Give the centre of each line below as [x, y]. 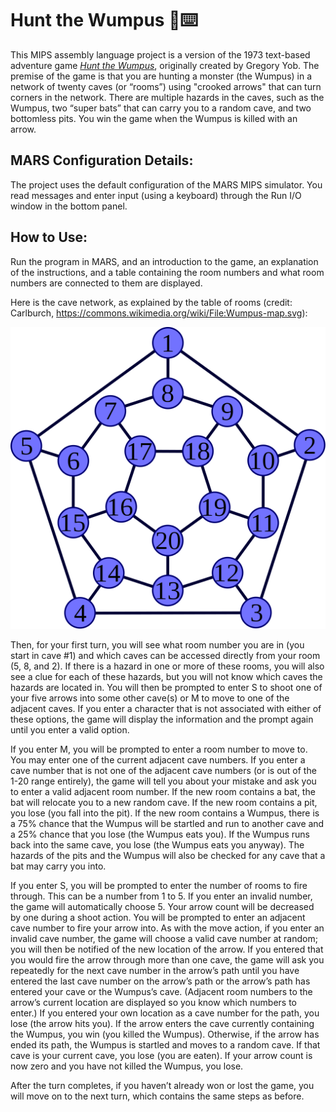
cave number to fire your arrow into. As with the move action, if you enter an [167, 928]
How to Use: [49, 237]
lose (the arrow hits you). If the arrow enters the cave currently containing [162, 1023]
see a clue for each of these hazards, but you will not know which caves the [166, 676]
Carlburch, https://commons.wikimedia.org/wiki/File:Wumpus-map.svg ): [159, 313]
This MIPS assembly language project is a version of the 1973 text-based [160, 54]
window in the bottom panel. [69, 206]
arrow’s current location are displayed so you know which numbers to [153, 1002]
